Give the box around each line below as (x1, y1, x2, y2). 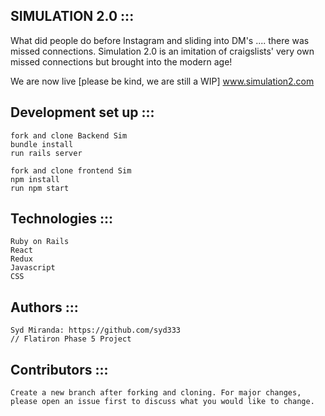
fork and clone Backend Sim (10, 130, 128, 141)
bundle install (10, 139, 74, 149)
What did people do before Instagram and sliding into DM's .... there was (10, 34, 310, 46)
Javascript (10, 263, 56, 273)
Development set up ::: (10, 104, 155, 121)
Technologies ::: (10, 210, 114, 228)
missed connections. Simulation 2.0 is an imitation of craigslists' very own (10, 45, 315, 57)
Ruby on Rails (10, 237, 70, 247)
